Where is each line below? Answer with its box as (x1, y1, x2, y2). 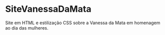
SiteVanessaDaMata (5, 3, 92, 15)
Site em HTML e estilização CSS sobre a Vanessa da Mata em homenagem (5, 20, 160, 26)
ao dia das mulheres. (5, 25, 49, 31)
